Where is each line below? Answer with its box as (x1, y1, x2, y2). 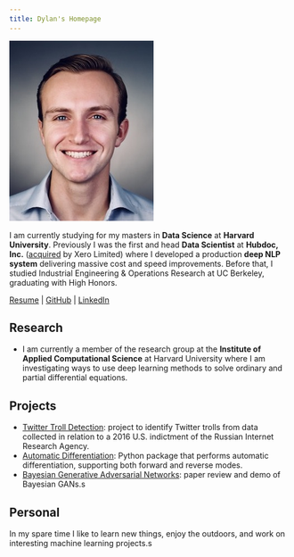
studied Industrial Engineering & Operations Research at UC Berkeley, (9, 268, 265, 278)
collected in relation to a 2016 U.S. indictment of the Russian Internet (21, 431, 274, 442)
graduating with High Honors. (9, 277, 118, 287)
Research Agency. (21, 441, 90, 452)
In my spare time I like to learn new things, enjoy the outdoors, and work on (9, 528, 286, 539)
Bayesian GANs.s (21, 478, 86, 490)
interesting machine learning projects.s (9, 538, 153, 549)
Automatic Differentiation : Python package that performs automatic (21, 451, 269, 461)
